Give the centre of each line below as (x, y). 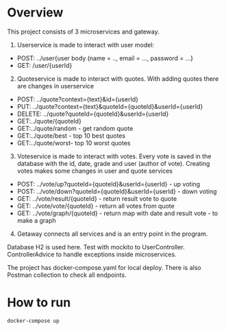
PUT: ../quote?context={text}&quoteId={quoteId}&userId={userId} (110, 106)
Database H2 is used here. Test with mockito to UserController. (96, 247)
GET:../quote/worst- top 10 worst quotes (74, 143)
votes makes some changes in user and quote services (95, 171)
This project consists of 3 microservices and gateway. (83, 32)
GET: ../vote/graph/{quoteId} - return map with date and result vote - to (117, 213)
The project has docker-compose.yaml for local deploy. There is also (104, 267)
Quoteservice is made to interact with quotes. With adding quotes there (118, 78)
